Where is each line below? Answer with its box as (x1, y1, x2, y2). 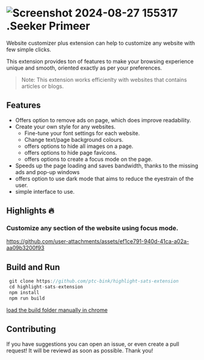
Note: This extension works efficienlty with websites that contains (21, 76, 188, 83)
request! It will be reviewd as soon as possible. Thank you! (6, 347, 154, 354)
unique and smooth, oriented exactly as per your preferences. (6, 64, 162, 72)
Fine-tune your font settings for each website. (24, 129, 140, 137)
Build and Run (6, 262, 60, 272)
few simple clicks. (6, 46, 52, 53)
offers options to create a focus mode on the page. (24, 155, 153, 163)
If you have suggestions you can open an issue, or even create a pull (6, 340, 180, 348)
